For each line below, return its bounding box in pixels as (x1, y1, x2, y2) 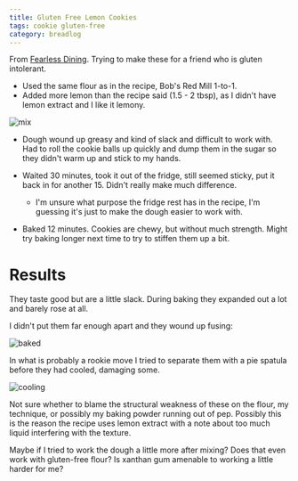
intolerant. (9, 63, 47, 74)
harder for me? (9, 464, 64, 475)
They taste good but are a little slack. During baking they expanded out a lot (9, 294, 287, 305)
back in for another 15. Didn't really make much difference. (21, 180, 238, 191)
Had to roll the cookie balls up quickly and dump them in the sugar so (21, 143, 278, 154)
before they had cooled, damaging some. (9, 364, 160, 375)
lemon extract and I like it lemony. (21, 100, 146, 110)
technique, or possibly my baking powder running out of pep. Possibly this (9, 409, 282, 420)
